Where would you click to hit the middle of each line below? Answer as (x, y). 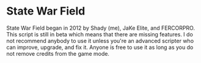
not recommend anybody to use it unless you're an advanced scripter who (100, 41)
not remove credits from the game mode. (58, 53)
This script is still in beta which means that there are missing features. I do (100, 34)
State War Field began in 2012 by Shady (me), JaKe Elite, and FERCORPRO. (101, 28)
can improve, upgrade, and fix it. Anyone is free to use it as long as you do (100, 47)
